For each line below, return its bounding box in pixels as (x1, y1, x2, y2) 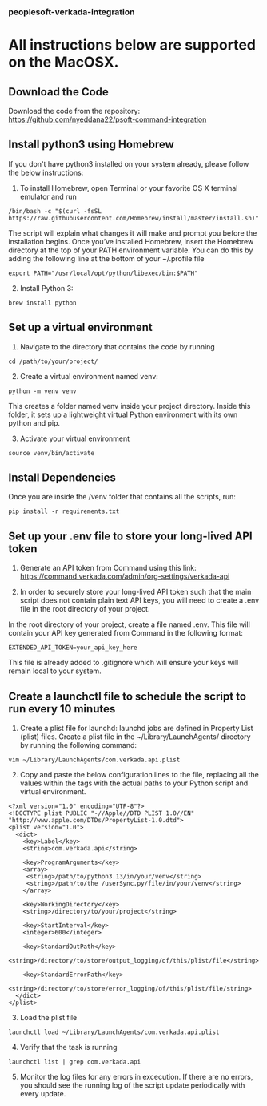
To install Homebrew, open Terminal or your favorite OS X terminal (19, 183, 238, 192)
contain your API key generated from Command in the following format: (8, 628, 244, 638)
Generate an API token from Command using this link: (19, 563, 197, 573)
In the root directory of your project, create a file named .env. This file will (8, 620, 250, 629)
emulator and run (19, 192, 78, 201)
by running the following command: (19, 740, 137, 749)
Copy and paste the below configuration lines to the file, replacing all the (19, 769, 260, 779)
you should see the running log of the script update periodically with (19, 1080, 245, 1090)
